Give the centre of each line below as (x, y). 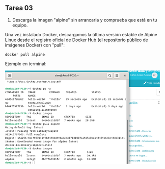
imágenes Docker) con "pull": (35, 45)
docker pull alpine (25, 54)
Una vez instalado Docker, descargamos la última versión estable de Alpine (81, 34)
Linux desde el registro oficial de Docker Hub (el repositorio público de (77, 40)
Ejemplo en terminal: (26, 64)
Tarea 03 (19, 8)
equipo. (20, 25)
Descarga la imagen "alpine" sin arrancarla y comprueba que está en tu (84, 20)
